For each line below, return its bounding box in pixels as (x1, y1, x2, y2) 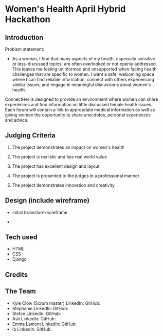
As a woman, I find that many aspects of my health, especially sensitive (12, 56, 156, 62)
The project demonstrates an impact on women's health (12, 144, 125, 150)
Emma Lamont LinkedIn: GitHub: (12, 321, 77, 327)
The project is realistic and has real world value (12, 154, 107, 159)
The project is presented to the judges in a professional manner (12, 173, 140, 179)
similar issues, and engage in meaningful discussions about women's (12, 82, 151, 88)
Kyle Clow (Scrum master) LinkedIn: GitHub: (12, 300, 101, 306)
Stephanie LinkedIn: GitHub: (12, 305, 69, 311)
